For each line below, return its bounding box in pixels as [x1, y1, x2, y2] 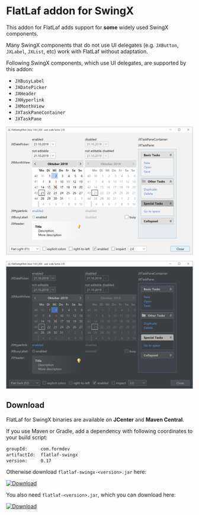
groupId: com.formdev [6, 446, 70, 452]
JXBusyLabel [14, 78, 44, 84]
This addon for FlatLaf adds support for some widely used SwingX [6, 24, 169, 31]
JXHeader [14, 91, 37, 97]
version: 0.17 [6, 458, 52, 463]
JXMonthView [14, 103, 44, 109]
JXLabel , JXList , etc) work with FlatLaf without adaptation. [6, 47, 148, 55]
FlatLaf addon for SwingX [6, 4, 134, 18]
